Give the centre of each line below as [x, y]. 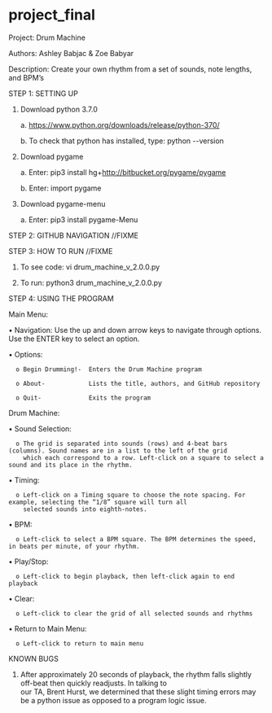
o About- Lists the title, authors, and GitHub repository [138, 383]
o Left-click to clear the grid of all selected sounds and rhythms [134, 613]
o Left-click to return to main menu [80, 643]
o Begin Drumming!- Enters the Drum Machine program [109, 369]
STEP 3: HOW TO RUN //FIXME [61, 251]
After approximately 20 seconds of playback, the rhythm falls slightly [136, 674]
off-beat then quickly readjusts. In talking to [93, 683]
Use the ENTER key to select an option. [74, 339]
